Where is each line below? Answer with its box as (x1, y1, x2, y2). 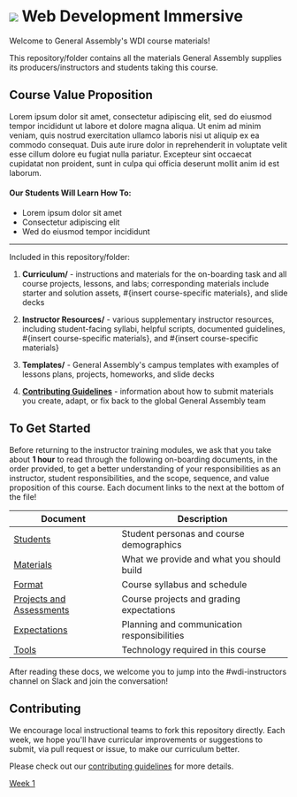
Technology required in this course (121, 643, 267, 655)
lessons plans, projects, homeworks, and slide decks (21, 369, 215, 379)
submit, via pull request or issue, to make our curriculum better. (9, 743, 240, 754)
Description (177, 512, 228, 525)
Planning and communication (121, 617, 243, 630)
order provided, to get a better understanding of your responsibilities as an (9, 463, 281, 474)
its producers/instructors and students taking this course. (9, 62, 218, 73)
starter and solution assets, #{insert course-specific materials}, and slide (21, 287, 288, 298)
